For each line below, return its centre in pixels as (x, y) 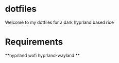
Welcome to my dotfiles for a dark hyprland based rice (59, 22)
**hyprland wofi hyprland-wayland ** (42, 55)
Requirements (34, 42)
